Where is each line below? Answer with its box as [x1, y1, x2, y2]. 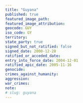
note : [5, 85, 16, 91]
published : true [5, 12, 39, 17]
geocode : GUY [5, 26, 32, 31]
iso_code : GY [5, 30, 32, 35]
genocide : [5, 67, 26, 72]
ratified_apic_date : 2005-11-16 [5, 62, 72, 67]
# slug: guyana [5, 90, 37, 95]
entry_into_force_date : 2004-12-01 [5, 58, 79, 63]
